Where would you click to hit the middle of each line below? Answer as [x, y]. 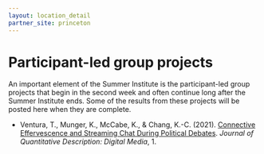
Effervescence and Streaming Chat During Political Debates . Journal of [136, 133]
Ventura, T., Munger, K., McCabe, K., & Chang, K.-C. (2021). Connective [138, 125]
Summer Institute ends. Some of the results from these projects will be [124, 101]
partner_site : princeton [49, 23]
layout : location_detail [49, 15]
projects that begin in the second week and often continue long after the [127, 93]
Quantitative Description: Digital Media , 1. [88, 142]
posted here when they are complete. [70, 110]
